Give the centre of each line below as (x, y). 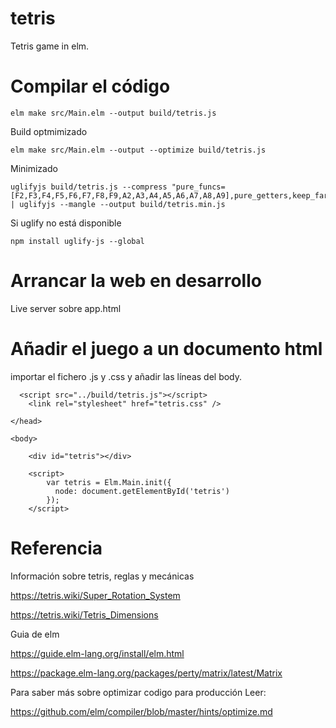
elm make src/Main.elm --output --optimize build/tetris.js (138, 150)
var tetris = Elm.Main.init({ (109, 482)
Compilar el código (90, 86)
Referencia (56, 548)
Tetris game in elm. (50, 46)
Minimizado (34, 168)
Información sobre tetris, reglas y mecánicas (102, 576)
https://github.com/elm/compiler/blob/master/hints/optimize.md (141, 711)
